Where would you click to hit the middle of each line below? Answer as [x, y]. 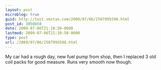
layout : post [19, 10]
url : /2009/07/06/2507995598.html [42, 42]
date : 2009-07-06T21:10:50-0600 [39, 28]
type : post [17, 38]
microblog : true [22, 14]
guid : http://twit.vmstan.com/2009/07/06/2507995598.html [67, 19]
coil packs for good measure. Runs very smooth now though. [69, 62]
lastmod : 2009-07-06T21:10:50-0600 [43, 33]
